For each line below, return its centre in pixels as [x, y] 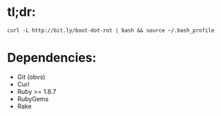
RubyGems [33, 99]
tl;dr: [21, 12]
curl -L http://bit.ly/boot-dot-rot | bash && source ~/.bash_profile [111, 30]
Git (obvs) [31, 77]
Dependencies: [52, 58]
